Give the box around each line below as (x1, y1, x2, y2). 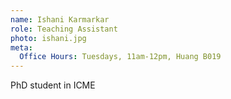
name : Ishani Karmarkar (10, 14, 110, 25)
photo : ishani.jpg (10, 33, 87, 43)
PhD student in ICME (10, 79, 96, 91)
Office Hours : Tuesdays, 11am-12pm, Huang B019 (19, 52, 222, 62)
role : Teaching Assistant (10, 24, 118, 34)
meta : (10, 42, 33, 53)
